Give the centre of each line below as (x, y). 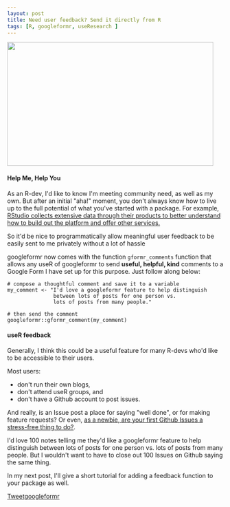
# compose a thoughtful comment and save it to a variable (93, 284)
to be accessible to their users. (51, 358)
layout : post (26, 13)
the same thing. (29, 462)
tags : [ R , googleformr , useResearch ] (62, 26)
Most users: (24, 371)
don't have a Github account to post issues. (79, 399)
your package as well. (38, 483)
